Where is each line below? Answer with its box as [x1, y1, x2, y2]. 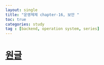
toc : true [5, 17, 27, 22]
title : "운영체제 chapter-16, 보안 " [5, 12, 79, 17]
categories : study [5, 21, 45, 27]
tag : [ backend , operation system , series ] [5, 26, 100, 31]
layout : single [5, 7, 38, 13]
